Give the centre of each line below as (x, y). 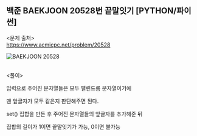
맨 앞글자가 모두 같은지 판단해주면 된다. (53, 101)
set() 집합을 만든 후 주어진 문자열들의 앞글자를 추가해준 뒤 (74, 114)
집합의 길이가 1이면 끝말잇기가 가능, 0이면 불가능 (63, 126)
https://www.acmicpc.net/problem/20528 (58, 45)
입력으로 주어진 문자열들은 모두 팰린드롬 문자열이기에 (69, 88)
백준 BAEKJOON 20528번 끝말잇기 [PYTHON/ (92, 11)
